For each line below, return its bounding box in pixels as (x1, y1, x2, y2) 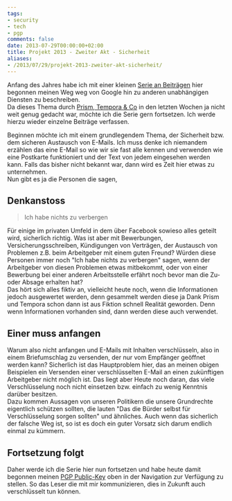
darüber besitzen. (7, 390, 58, 399)
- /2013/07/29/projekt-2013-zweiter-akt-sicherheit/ (7, 62, 163, 69)
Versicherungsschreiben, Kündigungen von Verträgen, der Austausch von (7, 242, 218, 250)
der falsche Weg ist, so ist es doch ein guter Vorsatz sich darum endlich (7, 419, 213, 428)
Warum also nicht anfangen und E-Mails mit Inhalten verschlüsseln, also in (7, 346, 220, 354)
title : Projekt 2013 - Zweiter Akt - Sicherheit (7, 49, 150, 56)
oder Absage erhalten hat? (7, 278, 83, 286)
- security (7, 17, 39, 24)
